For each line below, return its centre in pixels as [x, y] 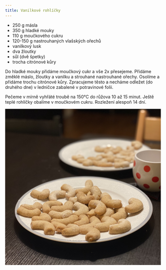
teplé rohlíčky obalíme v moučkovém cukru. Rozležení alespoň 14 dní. [76, 102]
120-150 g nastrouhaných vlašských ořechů [57, 41]
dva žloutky [24, 51]
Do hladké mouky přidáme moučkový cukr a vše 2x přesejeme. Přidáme [78, 71]
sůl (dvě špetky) [29, 56]
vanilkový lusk [27, 46]
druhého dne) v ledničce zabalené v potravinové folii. [59, 87]
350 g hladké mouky [33, 30]
